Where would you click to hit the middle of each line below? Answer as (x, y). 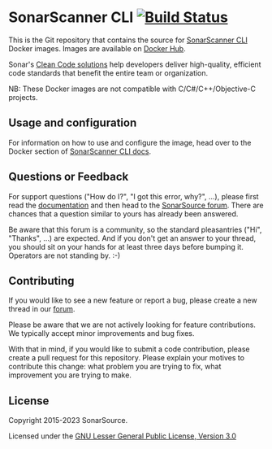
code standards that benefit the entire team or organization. (108, 72)
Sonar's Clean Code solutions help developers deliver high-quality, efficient (135, 64)
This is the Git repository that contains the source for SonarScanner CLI (128, 40)
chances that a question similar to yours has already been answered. (123, 214)
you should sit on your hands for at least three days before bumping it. (126, 246)
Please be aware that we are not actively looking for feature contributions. (132, 325)
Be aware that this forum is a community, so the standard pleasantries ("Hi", (135, 229)
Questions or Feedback (69, 177)
